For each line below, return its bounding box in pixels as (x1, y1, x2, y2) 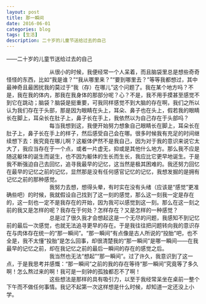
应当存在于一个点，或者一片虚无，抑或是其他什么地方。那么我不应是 (27, 145, 200, 152)
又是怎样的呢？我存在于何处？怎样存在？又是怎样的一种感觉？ (22, 206, 178, 214)
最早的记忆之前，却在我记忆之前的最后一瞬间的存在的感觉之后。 (6, 245, 167, 252)
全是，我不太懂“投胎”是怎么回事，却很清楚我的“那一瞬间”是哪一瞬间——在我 (6, 237, 199, 244)
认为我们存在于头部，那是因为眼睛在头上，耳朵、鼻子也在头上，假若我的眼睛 (6, 107, 200, 114)
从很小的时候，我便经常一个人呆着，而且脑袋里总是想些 (49, 68, 189, 76)
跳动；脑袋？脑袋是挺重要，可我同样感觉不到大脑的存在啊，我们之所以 (22, 99, 200, 106)
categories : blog (6, 26, 51, 33)
